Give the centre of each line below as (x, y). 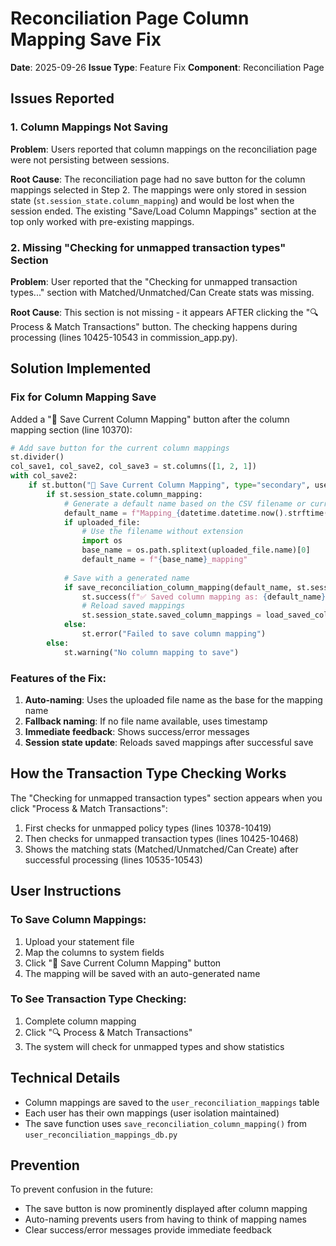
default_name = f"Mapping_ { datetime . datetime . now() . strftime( (196, 513)
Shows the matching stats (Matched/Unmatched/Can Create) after (161, 849)
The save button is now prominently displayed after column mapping (166, 1209)
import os (102, 541)
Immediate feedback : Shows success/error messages (137, 732)
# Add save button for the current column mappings (120, 448)
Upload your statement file (79, 941)
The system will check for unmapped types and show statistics (154, 1046)
